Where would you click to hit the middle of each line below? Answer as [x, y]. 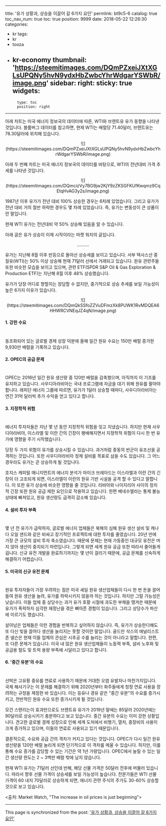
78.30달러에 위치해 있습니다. [33, 133]
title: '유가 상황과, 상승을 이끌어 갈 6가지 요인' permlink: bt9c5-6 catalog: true [81, 13]
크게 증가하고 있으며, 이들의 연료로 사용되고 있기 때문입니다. [62, 728]
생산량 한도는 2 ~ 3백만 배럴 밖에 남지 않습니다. [56, 757]
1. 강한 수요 [16, 322]
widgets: [26, 91]
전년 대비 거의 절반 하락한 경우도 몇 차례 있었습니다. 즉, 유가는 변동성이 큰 [75, 207]
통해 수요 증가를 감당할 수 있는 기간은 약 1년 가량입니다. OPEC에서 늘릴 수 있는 [80, 751]
